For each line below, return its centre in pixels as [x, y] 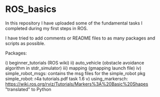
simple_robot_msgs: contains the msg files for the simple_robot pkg [75, 73]
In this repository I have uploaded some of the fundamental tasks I [74, 23]
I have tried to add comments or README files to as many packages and [80, 38]
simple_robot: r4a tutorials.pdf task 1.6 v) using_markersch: [67, 78]
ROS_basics [31, 9]
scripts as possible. [25, 43]
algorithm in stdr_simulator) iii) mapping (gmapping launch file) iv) [73, 68]
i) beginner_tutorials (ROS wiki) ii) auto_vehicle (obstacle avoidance [75, 62]
